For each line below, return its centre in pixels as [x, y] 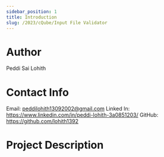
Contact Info [38, 92]
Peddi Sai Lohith [26, 68]
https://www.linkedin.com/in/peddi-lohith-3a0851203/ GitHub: [82, 115]
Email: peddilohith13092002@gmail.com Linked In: [68, 109]
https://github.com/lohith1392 [42, 121]
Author [24, 52]
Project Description [55, 145]
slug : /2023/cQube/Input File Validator [57, 23]
